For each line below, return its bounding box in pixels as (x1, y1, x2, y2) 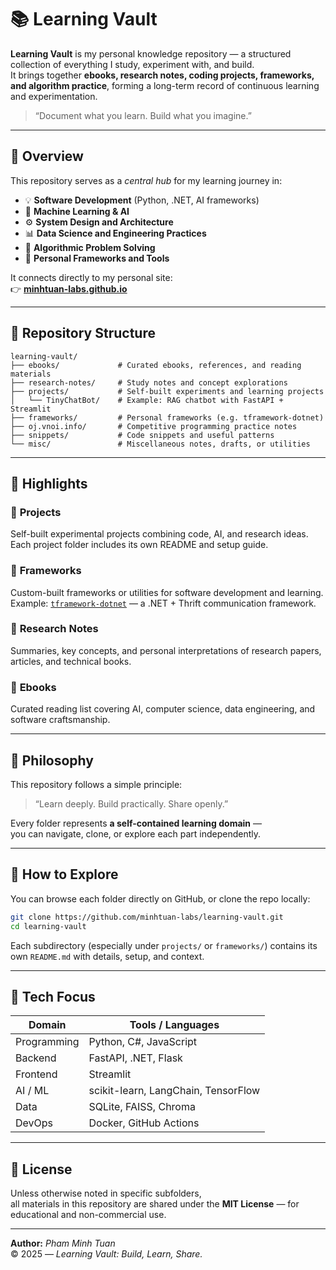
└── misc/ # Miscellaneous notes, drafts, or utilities (10, 439, 311, 449)
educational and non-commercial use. (10, 1209, 167, 1221)
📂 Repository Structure (10, 325, 156, 342)
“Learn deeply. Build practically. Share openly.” (34, 797, 229, 810)
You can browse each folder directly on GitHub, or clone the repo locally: (10, 892, 311, 905)
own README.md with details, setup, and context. (10, 950, 205, 962)
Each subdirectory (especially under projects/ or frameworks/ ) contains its (10, 939, 318, 951)
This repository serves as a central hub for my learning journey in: (10, 174, 283, 186)
